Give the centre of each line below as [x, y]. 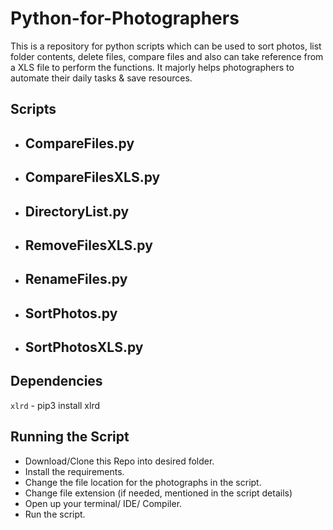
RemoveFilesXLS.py [88, 245]
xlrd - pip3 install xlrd [55, 405]
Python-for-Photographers [125, 18]
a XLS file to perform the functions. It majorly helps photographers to [152, 67]
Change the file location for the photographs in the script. [143, 482]
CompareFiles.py [79, 143]
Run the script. [55, 514]
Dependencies [56, 381]
